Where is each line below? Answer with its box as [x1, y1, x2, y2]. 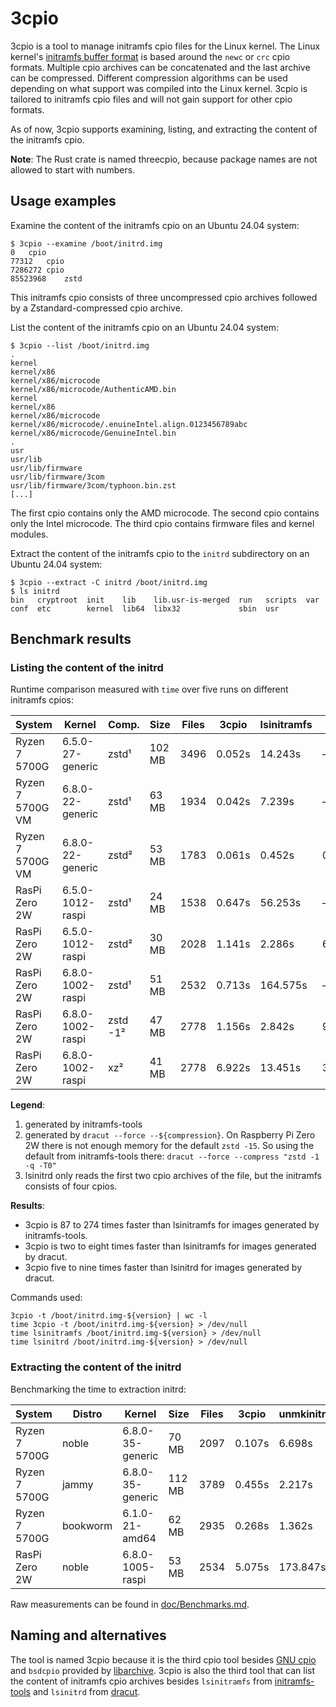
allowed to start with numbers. [10, 163, 136, 176]
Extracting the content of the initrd [10, 1360, 182, 1374]
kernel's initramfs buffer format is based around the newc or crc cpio [10, 50, 291, 62]
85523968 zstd [10, 273, 83, 284]
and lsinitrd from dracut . [32, 1685, 141, 1697]
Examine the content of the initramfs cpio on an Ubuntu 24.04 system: [10, 219, 300, 231]
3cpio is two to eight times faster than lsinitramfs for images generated [24, 1240, 317, 1252]
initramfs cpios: [10, 694, 75, 706]
